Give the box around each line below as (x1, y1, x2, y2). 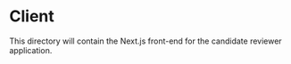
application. (9, 44, 53, 55)
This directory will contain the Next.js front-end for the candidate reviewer (9, 36, 283, 46)
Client (9, 6, 55, 27)
